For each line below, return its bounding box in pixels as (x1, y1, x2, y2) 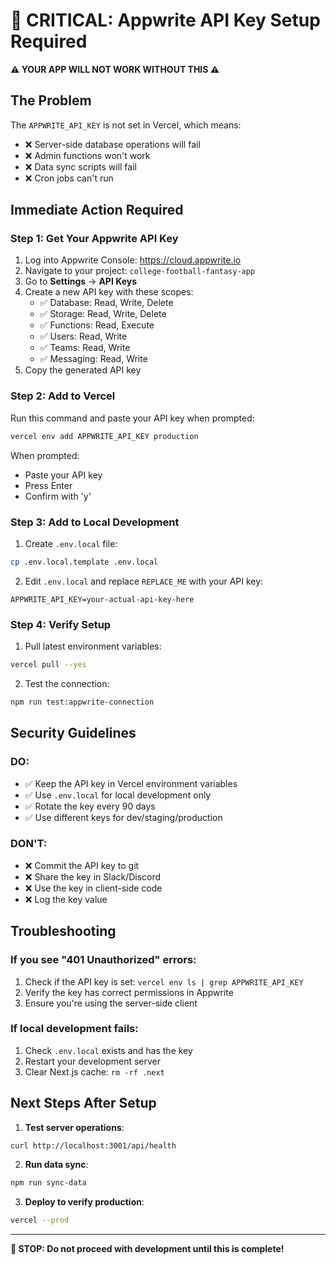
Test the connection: (24, 677, 110, 689)
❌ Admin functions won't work (24, 149, 151, 161)
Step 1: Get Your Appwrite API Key (10, 232, 179, 246)
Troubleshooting (10, 923, 117, 940)
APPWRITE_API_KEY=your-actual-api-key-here (10, 594, 195, 604)
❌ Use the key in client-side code (24, 882, 163, 894)
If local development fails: (10, 1022, 139, 1036)
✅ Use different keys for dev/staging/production (24, 811, 223, 823)
